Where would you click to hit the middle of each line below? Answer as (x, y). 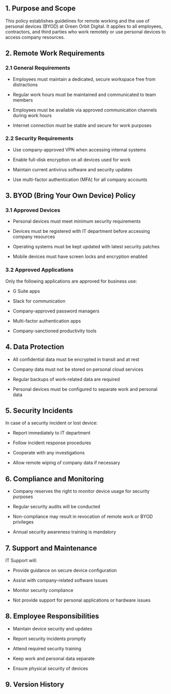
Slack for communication (39, 301)
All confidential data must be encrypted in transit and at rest (76, 359)
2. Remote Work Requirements (55, 53)
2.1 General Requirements (38, 68)
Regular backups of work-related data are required (66, 379)
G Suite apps (26, 291)
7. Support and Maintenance (51, 548)
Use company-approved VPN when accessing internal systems (79, 150)
